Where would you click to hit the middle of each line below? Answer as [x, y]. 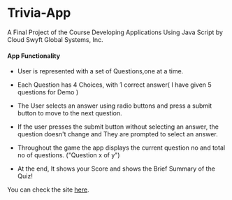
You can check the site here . [48, 190]
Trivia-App [39, 13]
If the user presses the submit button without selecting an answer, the [118, 127]
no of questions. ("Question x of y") [68, 155]
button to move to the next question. [70, 113]
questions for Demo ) [48, 92]
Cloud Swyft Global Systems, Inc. [55, 39]
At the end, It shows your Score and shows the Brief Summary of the [116, 169]
